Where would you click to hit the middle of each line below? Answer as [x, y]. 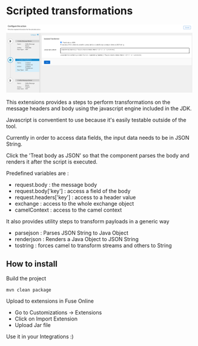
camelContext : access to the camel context [68, 210]
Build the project [26, 278]
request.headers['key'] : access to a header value [75, 197]
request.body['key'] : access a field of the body [73, 191]
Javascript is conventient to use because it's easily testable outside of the [96, 120]
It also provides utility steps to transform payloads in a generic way [88, 221]
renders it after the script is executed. [52, 162]
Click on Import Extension [46, 319]
